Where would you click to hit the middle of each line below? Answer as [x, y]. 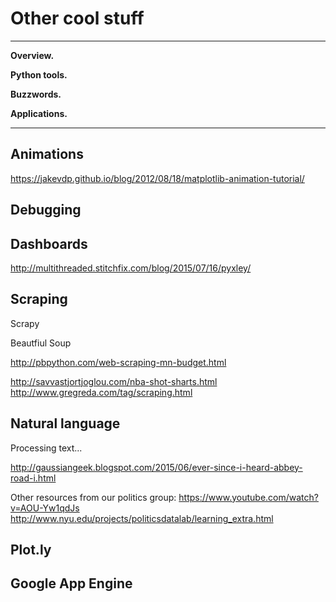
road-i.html [33, 478]
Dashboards [49, 243]
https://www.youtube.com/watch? [248, 497]
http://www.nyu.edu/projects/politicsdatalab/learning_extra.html [142, 518]
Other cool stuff [77, 18]
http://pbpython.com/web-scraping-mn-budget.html [118, 362]
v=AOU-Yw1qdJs [45, 508]
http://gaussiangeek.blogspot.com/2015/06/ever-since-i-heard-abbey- [156, 467]
